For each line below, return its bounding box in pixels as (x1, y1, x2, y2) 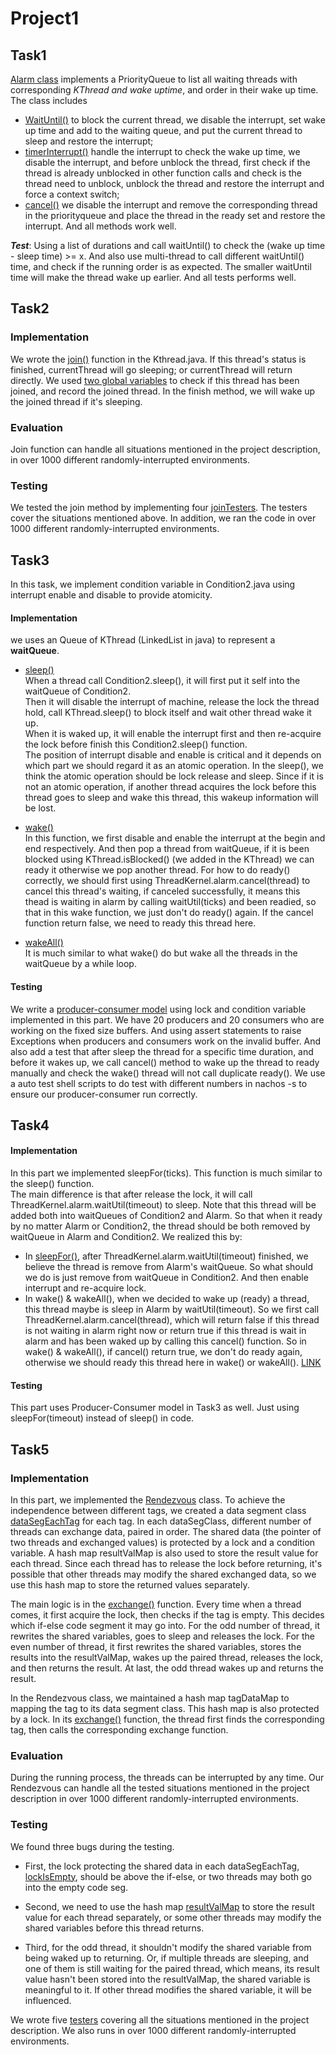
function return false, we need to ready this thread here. (24, 917, 257, 929)
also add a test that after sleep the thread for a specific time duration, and (10, 1045, 314, 1057)
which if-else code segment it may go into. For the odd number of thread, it (10, 1619, 321, 1631)
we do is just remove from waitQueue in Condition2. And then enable (24, 1272, 309, 1284)
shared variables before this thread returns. (24, 1922, 205, 1934)
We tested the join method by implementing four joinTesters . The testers (10, 502, 308, 514)
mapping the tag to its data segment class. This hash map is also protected (10, 1702, 320, 1714)
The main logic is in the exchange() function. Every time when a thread (10, 1598, 302, 1610)
